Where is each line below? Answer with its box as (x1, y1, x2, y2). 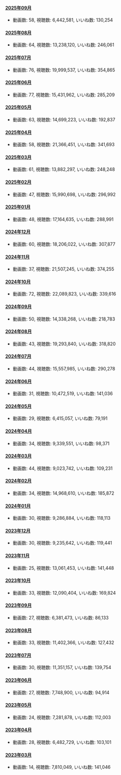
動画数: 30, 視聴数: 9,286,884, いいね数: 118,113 (12, 515, 111, 521)
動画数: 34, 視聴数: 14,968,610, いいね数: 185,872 (12, 490, 114, 496)
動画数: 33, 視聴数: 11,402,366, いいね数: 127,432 (12, 639, 114, 646)
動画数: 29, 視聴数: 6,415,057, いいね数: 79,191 (12, 415, 108, 421)
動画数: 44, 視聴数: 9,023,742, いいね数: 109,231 (12, 465, 113, 471)
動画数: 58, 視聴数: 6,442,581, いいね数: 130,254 (12, 17, 113, 23)
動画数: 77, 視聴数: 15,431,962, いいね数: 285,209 (12, 92, 115, 98)
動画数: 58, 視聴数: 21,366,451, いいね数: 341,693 (12, 142, 115, 148)
